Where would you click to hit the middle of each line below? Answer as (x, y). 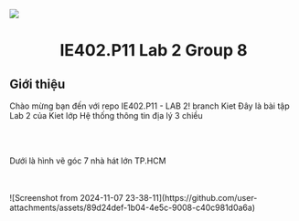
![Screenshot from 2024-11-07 (66, 198)
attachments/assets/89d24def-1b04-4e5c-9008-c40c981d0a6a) (133, 207)
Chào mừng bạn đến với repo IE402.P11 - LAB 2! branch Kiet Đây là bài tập (149, 106)
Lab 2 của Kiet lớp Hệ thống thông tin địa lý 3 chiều (106, 116)
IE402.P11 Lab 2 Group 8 (154, 51)
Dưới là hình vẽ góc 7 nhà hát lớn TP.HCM (88, 161)
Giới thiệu (37, 84)
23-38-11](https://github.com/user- (191, 198)
